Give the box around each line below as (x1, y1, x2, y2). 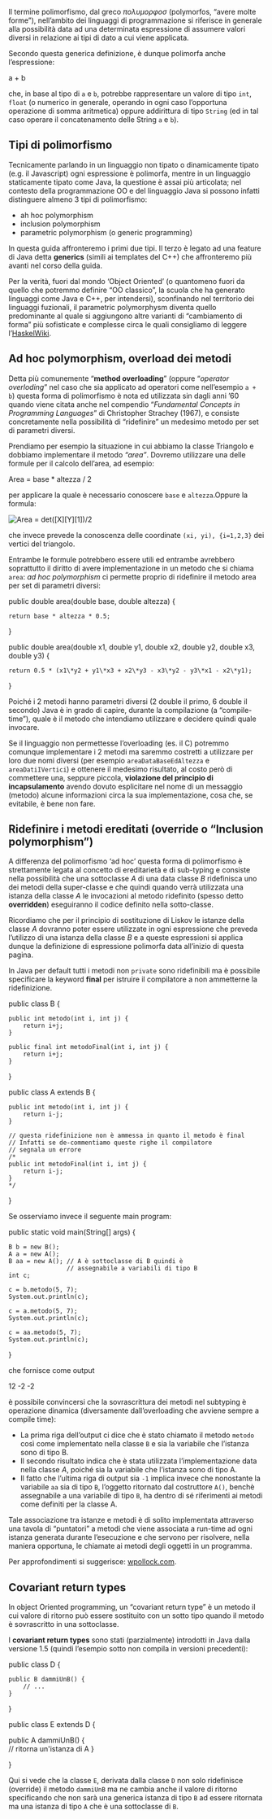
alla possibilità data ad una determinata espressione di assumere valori (8, 24, 246, 33)
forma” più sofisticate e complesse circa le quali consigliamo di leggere (8, 319, 248, 329)
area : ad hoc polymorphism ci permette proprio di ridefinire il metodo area (8, 571, 257, 581)
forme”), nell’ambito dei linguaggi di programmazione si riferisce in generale (8, 15, 262, 25)
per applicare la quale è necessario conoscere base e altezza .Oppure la (8, 490, 248, 500)
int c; (8, 1271, 31, 1280)
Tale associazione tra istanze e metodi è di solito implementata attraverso (8, 1515, 254, 1525)
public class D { (8, 1659, 61, 1669)
